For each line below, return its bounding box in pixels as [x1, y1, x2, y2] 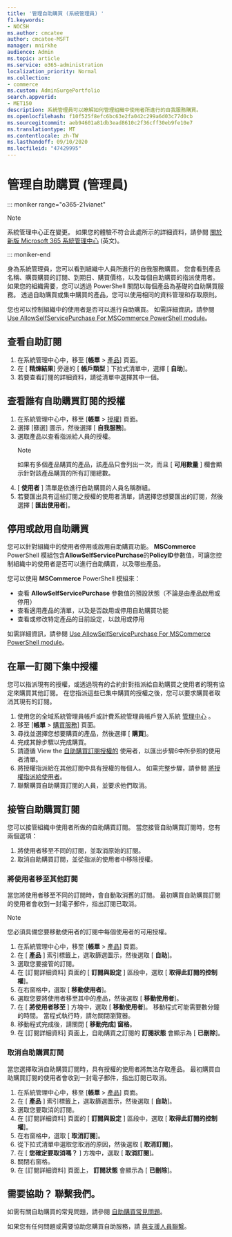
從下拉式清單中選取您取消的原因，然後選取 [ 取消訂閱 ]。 [17, 1140, 177, 1148]
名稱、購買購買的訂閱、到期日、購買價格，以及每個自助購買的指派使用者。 [7, 273, 219, 281]
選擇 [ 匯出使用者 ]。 [17, 500, 74, 509]
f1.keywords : [7, 17, 45, 23]
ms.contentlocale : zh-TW [7, 132, 79, 139]
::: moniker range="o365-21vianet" [7, 200, 106, 208]
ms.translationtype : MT [7, 126, 76, 133]
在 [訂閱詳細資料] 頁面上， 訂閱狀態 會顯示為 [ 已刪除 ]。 [17, 1166, 176, 1174]
